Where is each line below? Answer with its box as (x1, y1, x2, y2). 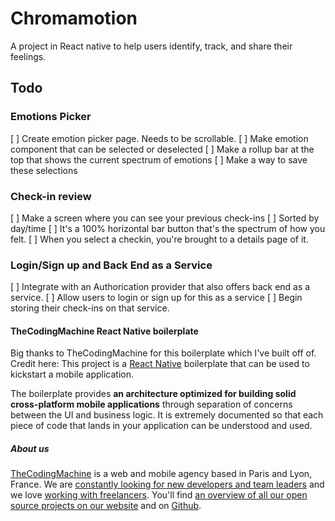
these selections (10, 164, 78, 176)
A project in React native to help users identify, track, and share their (10, 40, 293, 52)
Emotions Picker (10, 110, 92, 124)
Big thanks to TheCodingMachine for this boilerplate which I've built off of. (10, 347, 317, 359)
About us (10, 443, 50, 455)
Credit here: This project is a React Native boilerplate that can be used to (10, 358, 310, 370)
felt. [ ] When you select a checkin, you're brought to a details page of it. (10, 233, 309, 245)
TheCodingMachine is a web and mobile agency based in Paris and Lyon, (10, 468, 313, 480)
